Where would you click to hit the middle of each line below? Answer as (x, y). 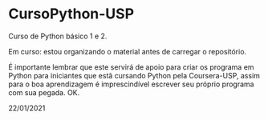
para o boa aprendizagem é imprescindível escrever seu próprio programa (131, 84)
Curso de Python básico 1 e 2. (58, 36)
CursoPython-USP (71, 14)
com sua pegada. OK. (44, 92)
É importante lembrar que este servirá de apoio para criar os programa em (131, 67)
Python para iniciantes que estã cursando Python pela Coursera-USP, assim (134, 75)
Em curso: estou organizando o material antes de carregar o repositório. (128, 51)
